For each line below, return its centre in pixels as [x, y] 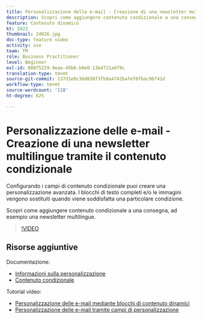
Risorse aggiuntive [42, 247]
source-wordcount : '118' [37, 90]
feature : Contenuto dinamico [43, 23]
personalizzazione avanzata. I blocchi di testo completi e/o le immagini [94, 192]
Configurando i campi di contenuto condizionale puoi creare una [86, 186]
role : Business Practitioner [43, 57]
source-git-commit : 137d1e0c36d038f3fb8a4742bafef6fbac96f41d [86, 79]
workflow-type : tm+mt [33, 85]
